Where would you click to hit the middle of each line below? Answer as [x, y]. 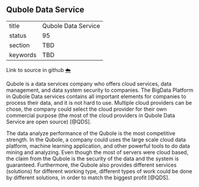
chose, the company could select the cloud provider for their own [86, 109]
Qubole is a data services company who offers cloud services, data [89, 83]
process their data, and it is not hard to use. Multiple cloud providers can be [99, 102]
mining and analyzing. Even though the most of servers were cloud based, [97, 152]
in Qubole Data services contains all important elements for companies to [96, 96]
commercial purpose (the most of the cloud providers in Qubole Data [91, 115]
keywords [23, 55]
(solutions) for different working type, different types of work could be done [99, 171]
